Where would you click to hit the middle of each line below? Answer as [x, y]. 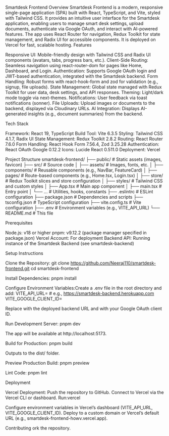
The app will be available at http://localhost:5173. [56, 334]
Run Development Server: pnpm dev [43, 324]
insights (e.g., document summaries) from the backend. [85, 114]
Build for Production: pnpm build [39, 343]
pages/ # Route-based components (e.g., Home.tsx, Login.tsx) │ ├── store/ [84, 176]
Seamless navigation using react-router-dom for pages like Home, [74, 66]
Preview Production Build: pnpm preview [47, 363]
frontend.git [17, 268]
